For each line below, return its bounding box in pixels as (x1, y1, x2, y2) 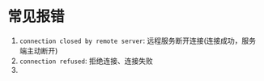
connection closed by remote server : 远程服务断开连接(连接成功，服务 (19, 36, 257, 45)
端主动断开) (19, 45, 58, 55)
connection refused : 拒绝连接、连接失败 (19, 56, 153, 66)
